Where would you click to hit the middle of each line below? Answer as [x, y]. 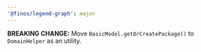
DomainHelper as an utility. [45, 41]
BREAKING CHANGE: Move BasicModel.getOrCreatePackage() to [101, 33]
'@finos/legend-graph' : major [52, 14]
